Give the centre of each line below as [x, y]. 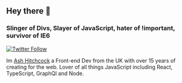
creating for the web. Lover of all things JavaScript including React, [89, 67]
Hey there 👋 [29, 11]
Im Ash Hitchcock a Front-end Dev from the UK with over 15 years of [91, 60]
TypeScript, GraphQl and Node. [45, 73]
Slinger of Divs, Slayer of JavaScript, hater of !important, [91, 28]
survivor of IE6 [28, 35]
